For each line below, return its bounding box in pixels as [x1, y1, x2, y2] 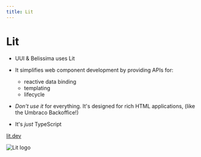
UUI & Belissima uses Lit [14, 55, 75, 62]
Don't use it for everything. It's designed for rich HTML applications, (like [14, 102, 196, 109]
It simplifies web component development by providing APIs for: [14, 66, 174, 73]
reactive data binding [23, 78, 77, 85]
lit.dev [6, 132, 22, 139]
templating [23, 84, 51, 91]
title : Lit [6, 8, 34, 15]
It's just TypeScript [14, 120, 62, 128]
